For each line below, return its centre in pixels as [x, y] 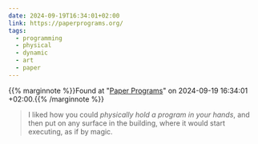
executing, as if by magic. [71, 131]
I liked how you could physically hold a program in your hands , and [139, 114]
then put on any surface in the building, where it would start [127, 123]
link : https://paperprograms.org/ [66, 23]
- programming [39, 38]
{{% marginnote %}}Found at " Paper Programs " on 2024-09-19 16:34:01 [128, 90]
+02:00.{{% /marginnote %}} [56, 99]
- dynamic [32, 53]
